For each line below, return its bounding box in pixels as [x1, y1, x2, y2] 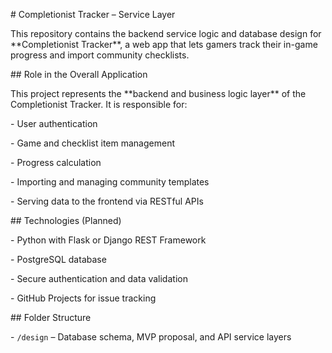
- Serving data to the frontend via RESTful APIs [10, 195, 204, 207]
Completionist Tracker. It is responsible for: [10, 99, 188, 110]
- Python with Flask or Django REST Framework [10, 234, 207, 246]
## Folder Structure [10, 312, 92, 323]
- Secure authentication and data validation [10, 273, 188, 284]
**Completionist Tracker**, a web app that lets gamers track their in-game [10, 39, 318, 50]
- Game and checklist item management [10, 137, 175, 149]
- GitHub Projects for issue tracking [10, 292, 157, 304]
